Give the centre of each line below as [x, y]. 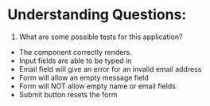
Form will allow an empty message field [84, 77]
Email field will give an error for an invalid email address [110, 69]
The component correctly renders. [75, 52]
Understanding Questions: [97, 15]
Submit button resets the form [68, 94]
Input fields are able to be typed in [75, 61]
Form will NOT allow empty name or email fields [97, 86]
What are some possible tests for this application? [101, 37]
